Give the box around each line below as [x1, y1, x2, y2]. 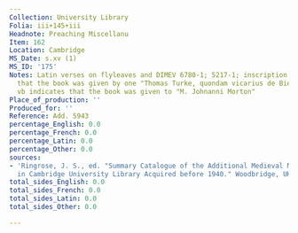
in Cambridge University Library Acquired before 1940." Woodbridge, [17, 169, 279, 178]
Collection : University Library [9, 12, 129, 22]
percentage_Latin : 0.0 [9, 136, 93, 145]
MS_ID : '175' [9, 63, 58, 72]
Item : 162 [9, 37, 46, 47]
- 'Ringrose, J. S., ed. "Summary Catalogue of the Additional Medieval [9, 161, 284, 170]
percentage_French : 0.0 [9, 128, 98, 137]
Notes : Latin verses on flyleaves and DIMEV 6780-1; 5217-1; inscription [9, 71, 288, 80]
